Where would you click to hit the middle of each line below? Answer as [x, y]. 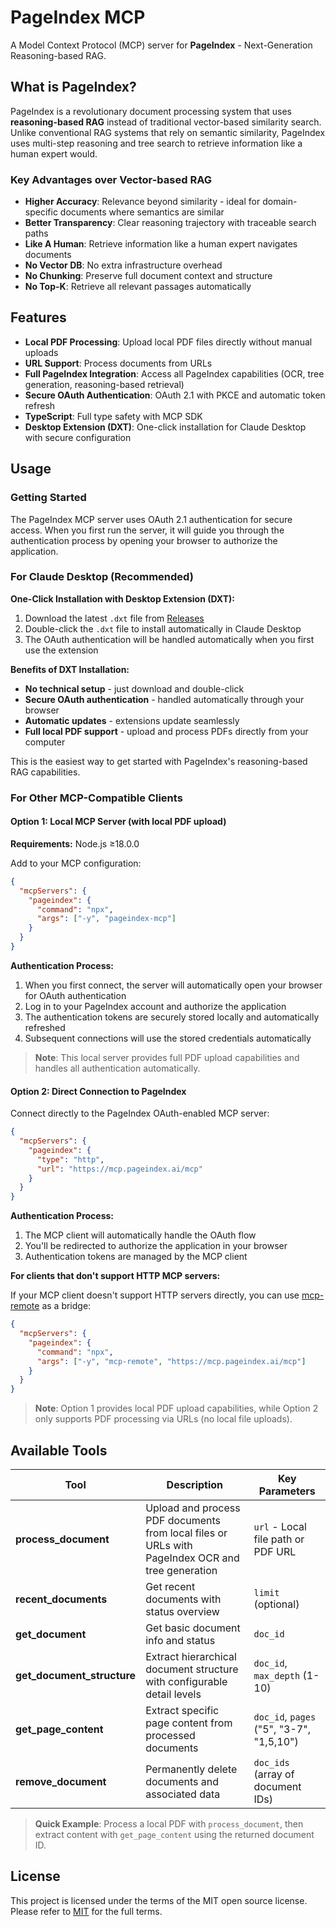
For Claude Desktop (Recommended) [102, 577]
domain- [280, 202]
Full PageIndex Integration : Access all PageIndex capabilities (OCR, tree [174, 373]
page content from [189, 1723]
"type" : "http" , [70, 1159]
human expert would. [54, 153]
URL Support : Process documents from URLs [118, 363]
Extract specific [182, 1710]
